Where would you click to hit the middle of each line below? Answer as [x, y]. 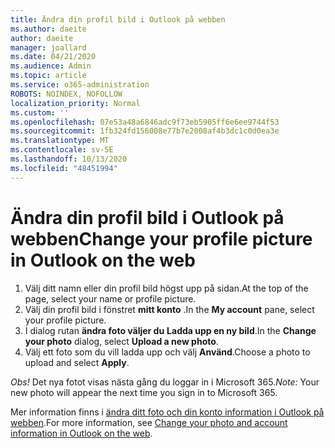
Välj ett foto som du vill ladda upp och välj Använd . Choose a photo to [167, 352]
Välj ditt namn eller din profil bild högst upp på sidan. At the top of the [166, 288]
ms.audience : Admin [51, 66]
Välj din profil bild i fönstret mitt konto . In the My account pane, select [169, 309]
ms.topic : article [48, 76]
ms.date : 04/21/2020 [53, 57]
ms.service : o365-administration [80, 85]
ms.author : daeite [48, 29]
